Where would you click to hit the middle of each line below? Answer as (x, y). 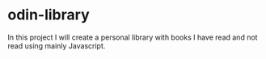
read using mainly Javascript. (57, 45)
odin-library (49, 15)
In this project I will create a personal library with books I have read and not (133, 37)
